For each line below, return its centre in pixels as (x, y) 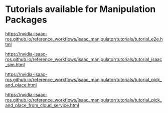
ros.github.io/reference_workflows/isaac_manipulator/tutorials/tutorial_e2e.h (84, 39)
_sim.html (15, 64)
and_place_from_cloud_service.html (42, 105)
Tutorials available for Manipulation (80, 9)
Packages (26, 20)
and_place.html (21, 85)
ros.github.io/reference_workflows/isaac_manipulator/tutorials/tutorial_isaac (84, 59)
